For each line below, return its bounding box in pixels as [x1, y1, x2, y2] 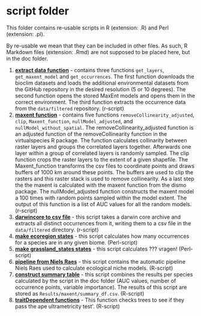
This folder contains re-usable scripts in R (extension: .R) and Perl [6, 24, 169, 31]
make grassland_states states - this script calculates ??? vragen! [14, 245, 178, 252]
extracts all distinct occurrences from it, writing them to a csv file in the [14, 219, 191, 226]
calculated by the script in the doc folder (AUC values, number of [14, 277, 176, 284]
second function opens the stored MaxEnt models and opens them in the [14, 92, 196, 99]
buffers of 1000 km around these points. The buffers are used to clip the [14, 168, 194, 175]
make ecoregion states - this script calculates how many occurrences [14, 232, 190, 240]
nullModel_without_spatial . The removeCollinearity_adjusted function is [14, 124, 194, 131]
